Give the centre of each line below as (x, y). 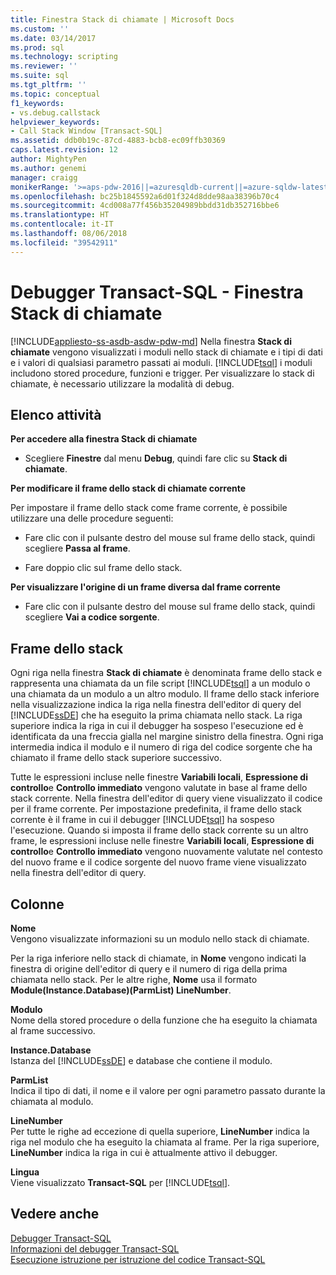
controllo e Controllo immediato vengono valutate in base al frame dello (159, 788)
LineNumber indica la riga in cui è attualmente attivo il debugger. (144, 1152)
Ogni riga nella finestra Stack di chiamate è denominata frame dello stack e (166, 673)
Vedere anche (55, 1214)
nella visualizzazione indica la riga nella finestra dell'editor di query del (156, 705)
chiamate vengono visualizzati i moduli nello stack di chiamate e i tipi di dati (166, 352)
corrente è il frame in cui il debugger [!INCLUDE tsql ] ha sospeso (142, 820)
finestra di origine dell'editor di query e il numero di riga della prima (149, 969)
